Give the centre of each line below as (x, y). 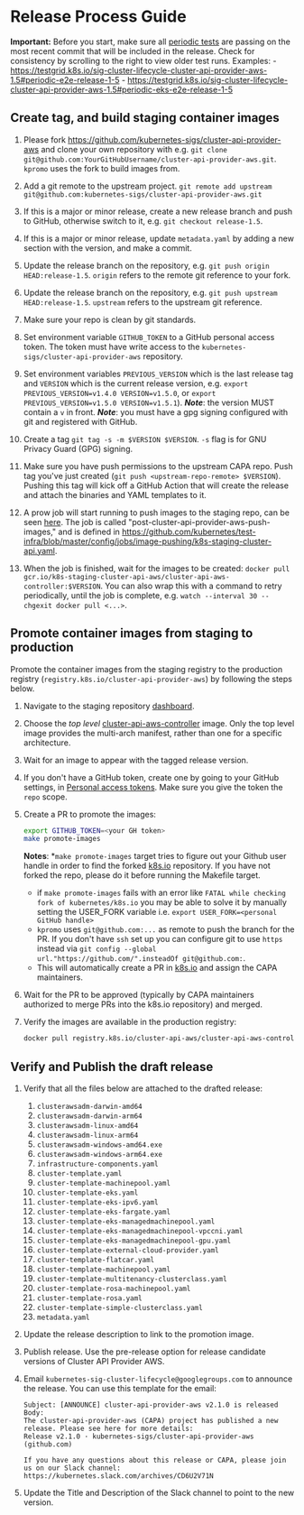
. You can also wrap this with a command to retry (191, 586)
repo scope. (45, 797)
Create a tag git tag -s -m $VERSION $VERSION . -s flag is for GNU (145, 439)
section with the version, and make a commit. (107, 248)
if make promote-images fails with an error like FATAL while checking (161, 893)
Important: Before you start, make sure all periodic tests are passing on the (151, 42)
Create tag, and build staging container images (145, 118)
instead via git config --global (97, 948)
